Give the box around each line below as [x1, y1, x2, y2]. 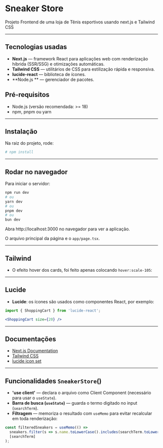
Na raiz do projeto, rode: [5, 140, 54, 146]
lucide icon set [12, 358, 42, 364]
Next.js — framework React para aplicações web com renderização [12, 56, 148, 61]
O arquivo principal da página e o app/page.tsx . [5, 236, 100, 242]
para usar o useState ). [12, 395, 57, 401]
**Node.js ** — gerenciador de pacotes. [12, 76, 95, 82]
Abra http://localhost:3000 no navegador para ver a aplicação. [5, 226, 130, 232]
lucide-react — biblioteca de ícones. [12, 71, 86, 77]
